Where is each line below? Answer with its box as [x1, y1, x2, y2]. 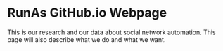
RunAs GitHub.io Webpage [7, 5, 167, 21]
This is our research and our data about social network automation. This [7, 28, 216, 36]
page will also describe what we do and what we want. [7, 35, 166, 43]
